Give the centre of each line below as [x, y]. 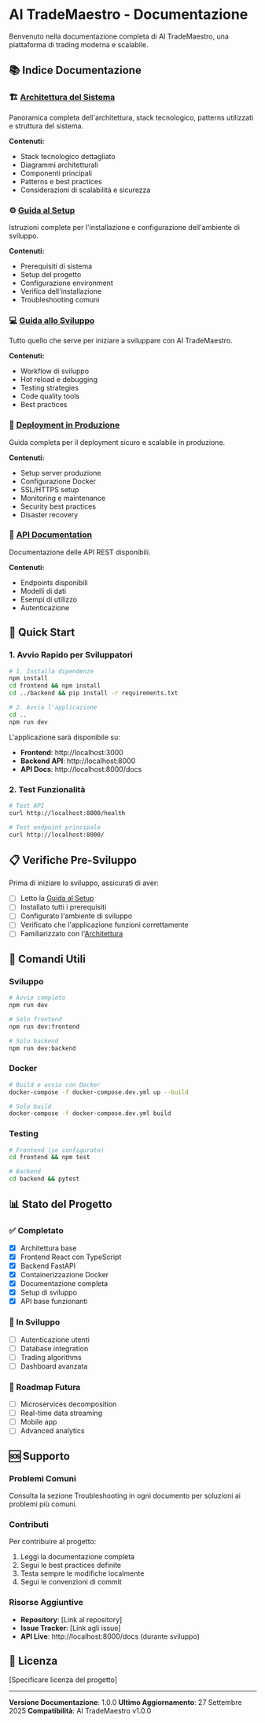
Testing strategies [50, 388]
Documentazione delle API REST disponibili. [80, 552]
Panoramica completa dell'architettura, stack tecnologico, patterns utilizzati [131, 117]
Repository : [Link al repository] [71, 1619]
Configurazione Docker [58, 481]
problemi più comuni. [43, 1504]
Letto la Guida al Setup [57, 899]
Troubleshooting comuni [60, 299]
